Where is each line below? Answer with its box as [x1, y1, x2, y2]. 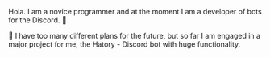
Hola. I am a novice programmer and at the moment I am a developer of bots [8, 7, 262, 16]
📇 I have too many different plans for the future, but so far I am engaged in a [8, 31, 260, 40]
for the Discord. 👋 [8, 15, 67, 25]
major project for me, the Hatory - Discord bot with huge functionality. [8, 39, 241, 49]
